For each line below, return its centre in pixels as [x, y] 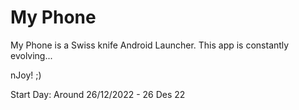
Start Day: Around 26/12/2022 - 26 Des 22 [98, 94]
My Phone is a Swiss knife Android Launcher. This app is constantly [150, 45]
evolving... [31, 55]
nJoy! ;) [26, 75]
